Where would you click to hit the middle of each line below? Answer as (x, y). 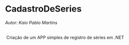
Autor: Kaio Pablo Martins (31, 22)
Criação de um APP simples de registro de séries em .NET (65, 38)
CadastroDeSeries (44, 9)
